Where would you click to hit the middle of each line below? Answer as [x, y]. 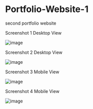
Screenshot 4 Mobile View [32, 91]
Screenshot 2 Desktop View [34, 52]
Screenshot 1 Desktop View [33, 33]
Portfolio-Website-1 [47, 9]
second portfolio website [31, 23]
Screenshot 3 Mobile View [32, 72]
